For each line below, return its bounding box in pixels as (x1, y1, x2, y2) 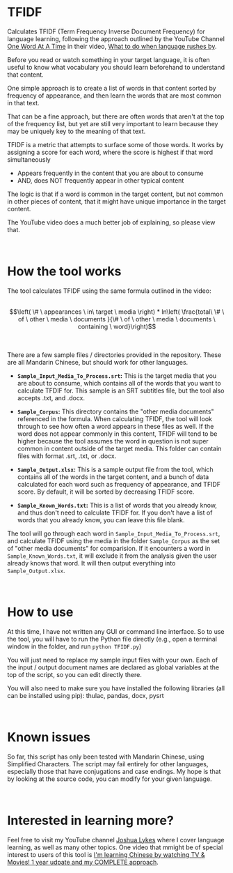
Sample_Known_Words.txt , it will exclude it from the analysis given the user (7, 552, 217, 560)
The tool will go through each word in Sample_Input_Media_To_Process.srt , (7, 529, 220, 538)
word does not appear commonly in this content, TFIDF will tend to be (17, 430, 218, 438)
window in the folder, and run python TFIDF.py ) (7, 642, 142, 651)
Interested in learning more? (7, 812, 174, 828)
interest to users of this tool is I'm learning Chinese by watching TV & (7, 850, 205, 858)
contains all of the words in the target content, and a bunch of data (17, 472, 209, 481)
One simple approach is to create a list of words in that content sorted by (7, 84, 217, 92)
